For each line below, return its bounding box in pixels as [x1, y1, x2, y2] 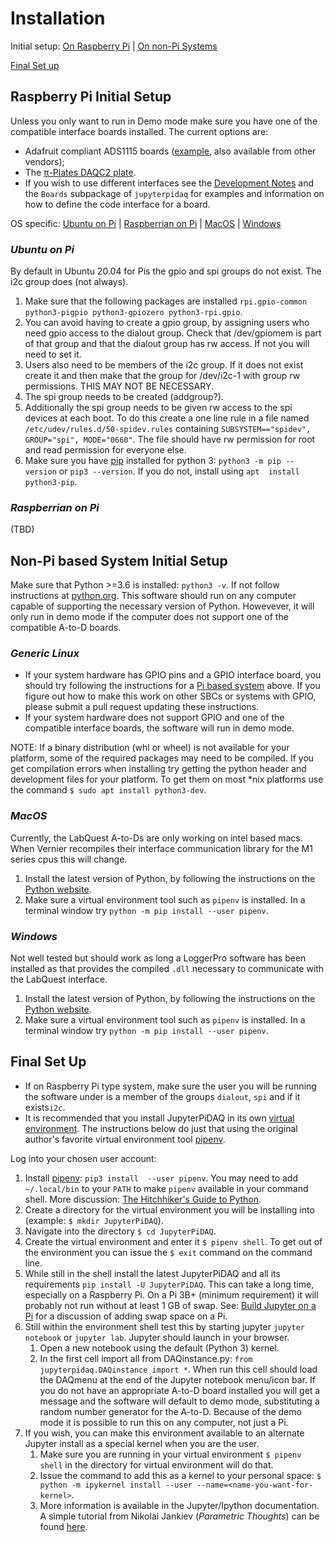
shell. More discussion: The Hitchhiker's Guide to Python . [24, 1193, 262, 1205]
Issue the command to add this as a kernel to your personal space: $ [39, 1469, 322, 1481]
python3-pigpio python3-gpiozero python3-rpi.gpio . [24, 306, 243, 318]
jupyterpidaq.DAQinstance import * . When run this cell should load [39, 1363, 318, 1375]
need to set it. [24, 348, 82, 361]
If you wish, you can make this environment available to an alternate [24, 1427, 305, 1439]
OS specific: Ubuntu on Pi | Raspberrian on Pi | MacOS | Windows [10, 217, 282, 229]
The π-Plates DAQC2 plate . [24, 166, 137, 178]
